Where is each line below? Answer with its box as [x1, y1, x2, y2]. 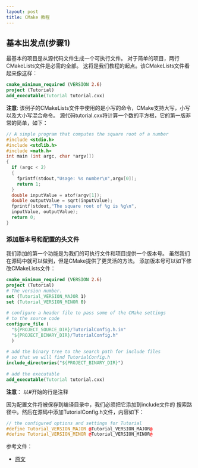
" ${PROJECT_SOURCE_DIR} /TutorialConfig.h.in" [11, 327, 127, 332]
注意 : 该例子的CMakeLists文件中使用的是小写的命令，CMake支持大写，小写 [6, 104, 191, 111]
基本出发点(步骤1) [6, 38, 70, 48]
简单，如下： [16, 119, 48, 126]
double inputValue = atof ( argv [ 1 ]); [11, 192, 102, 198]
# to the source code [6, 316, 60, 322]
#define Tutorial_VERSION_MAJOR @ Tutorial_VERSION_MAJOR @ [6, 426, 153, 432]
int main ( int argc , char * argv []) [6, 153, 95, 159]
